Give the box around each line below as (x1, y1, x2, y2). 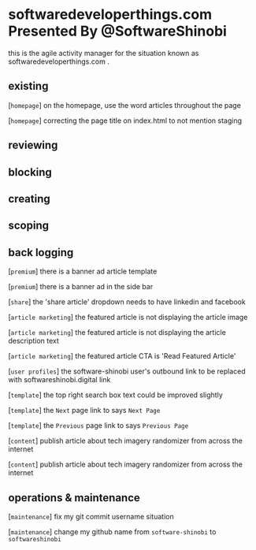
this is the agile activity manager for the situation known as (8, 48, 199, 58)
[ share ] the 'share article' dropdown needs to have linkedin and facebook (8, 297, 246, 307)
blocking (8, 165, 53, 179)
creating (8, 191, 51, 206)
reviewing (8, 139, 58, 152)
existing (8, 80, 49, 93)
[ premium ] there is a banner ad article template (8, 266, 158, 277)
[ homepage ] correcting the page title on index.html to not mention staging (8, 116, 243, 125)
